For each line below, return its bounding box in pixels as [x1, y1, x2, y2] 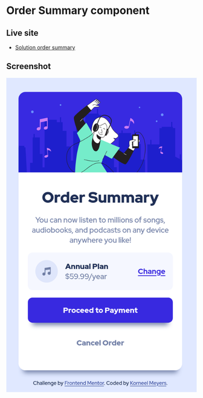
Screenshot [6, 61, 51, 71]
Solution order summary [14, 44, 76, 51]
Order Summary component [6, 4, 150, 18]
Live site [6, 28, 39, 38]
